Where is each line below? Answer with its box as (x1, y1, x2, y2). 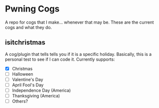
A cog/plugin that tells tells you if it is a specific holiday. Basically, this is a (5, 51, 152, 57)
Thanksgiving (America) (12, 93, 60, 99)
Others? (12, 98, 28, 104)
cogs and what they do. (5, 24, 52, 30)
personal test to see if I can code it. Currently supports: (5, 56, 115, 62)
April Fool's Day (12, 82, 44, 88)
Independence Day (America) (12, 88, 71, 93)
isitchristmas (5, 39, 45, 47)
